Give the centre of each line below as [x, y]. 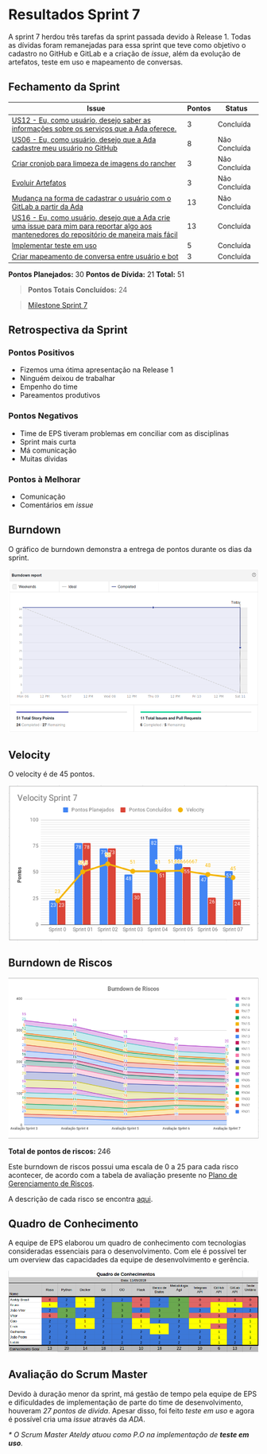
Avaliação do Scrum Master [78, 1375]
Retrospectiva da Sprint [68, 330]
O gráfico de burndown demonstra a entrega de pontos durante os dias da [130, 549]
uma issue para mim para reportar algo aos [82, 226]
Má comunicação [48, 450]
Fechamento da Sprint [64, 87]
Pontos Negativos [43, 416]
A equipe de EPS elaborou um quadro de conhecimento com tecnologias [127, 1243]
